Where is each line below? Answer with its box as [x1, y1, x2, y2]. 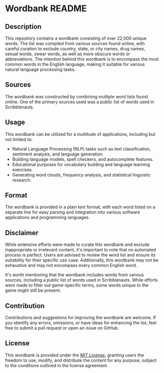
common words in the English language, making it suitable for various [5, 62, 145, 67]
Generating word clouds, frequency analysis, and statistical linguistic [12, 172, 151, 177]
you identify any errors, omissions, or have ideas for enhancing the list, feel [5, 320, 157, 326]
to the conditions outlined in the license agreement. [5, 362, 108, 368]
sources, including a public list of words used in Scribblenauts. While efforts [5, 277, 158, 283]
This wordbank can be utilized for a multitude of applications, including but [5, 131, 156, 137]
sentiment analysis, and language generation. [12, 151, 104, 157]
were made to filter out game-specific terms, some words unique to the [5, 282, 149, 288]
